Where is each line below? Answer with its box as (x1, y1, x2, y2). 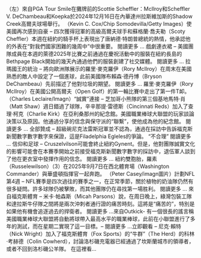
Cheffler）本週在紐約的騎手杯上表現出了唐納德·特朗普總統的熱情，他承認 (6, 35, 186, 42)
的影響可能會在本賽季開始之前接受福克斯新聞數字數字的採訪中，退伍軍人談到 (6, 148, 196, 155)
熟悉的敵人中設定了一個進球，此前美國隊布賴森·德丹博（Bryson (6, 73, 162, 80)
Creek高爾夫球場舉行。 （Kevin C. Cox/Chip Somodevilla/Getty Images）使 (6, 20, 192, 27)
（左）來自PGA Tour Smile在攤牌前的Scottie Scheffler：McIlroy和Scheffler (6, 5, 190, 12)
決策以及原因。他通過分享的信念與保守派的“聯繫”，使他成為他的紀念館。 (6, 118, 185, 125)
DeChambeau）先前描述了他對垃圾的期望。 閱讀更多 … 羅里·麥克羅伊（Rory (6, 80, 194, 87)
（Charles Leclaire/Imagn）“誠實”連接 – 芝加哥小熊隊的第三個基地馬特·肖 (6, 95, 186, 102)
